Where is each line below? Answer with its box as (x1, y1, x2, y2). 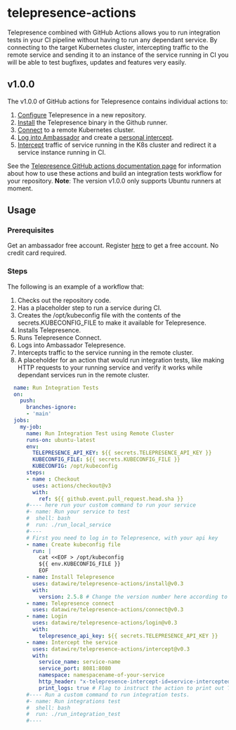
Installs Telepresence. (17, 325, 81, 334)
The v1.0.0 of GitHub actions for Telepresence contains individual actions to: (7, 97, 228, 105)
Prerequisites (7, 226, 54, 235)
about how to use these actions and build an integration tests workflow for (7, 169, 223, 177)
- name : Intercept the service (25, 639, 118, 646)
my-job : (20, 423, 42, 430)
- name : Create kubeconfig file (25, 541, 121, 548)
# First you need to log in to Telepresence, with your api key (25, 534, 218, 542)
